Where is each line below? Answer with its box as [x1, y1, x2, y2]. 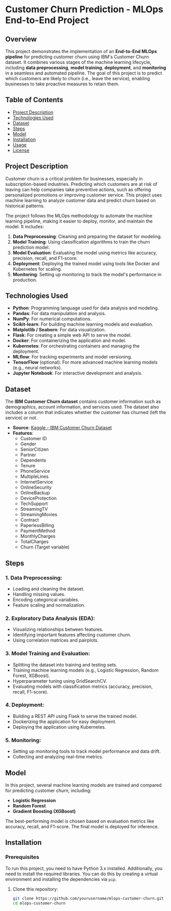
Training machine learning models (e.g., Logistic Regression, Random [12, 667, 159, 673]
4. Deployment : [5, 701, 44, 708]
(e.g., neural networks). [12, 365, 62, 371]
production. [12, 277, 37, 283]
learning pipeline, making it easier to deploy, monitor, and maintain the [5, 218, 153, 224]
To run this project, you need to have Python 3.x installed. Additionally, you [5, 865, 162, 871]
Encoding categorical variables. [12, 596, 80, 603]
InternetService [20, 479, 53, 485]
